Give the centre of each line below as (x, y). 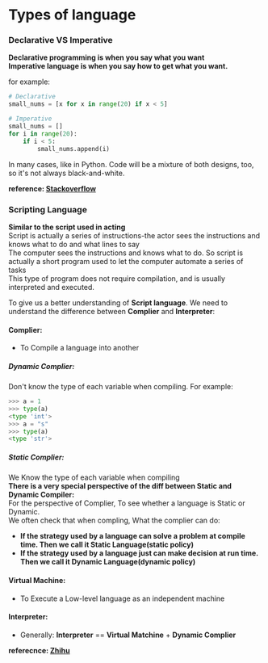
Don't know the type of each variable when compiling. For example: (121, 387)
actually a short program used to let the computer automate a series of (126, 261)
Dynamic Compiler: (42, 495)
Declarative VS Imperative (61, 40)
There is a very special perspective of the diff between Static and (120, 486)
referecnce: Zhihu (39, 650)
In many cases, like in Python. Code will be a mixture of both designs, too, (131, 164)
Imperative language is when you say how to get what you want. (118, 66)
